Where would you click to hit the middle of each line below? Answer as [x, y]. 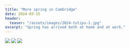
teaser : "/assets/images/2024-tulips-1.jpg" [55, 23]
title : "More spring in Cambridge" [41, 9]
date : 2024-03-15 [23, 14]
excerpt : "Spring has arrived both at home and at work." [65, 27]
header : [13, 18]
